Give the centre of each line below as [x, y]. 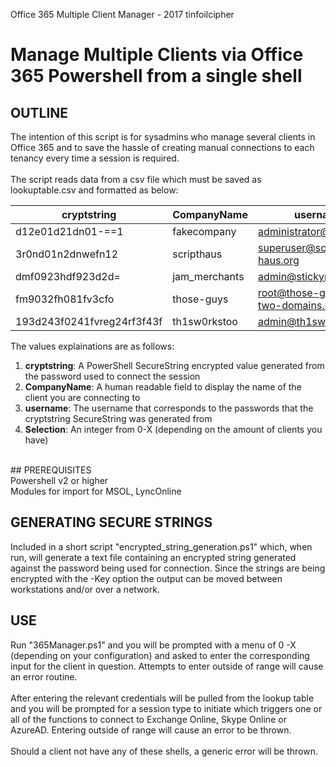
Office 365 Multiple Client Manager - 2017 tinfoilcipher [122, 14]
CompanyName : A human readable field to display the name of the [163, 387]
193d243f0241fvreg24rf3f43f [89, 321]
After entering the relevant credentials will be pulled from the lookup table [162, 698]
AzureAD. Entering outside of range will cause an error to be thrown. [151, 730]
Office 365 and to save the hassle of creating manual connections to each [162, 147]
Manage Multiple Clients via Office [157, 55]
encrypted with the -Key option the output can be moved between [146, 578]
